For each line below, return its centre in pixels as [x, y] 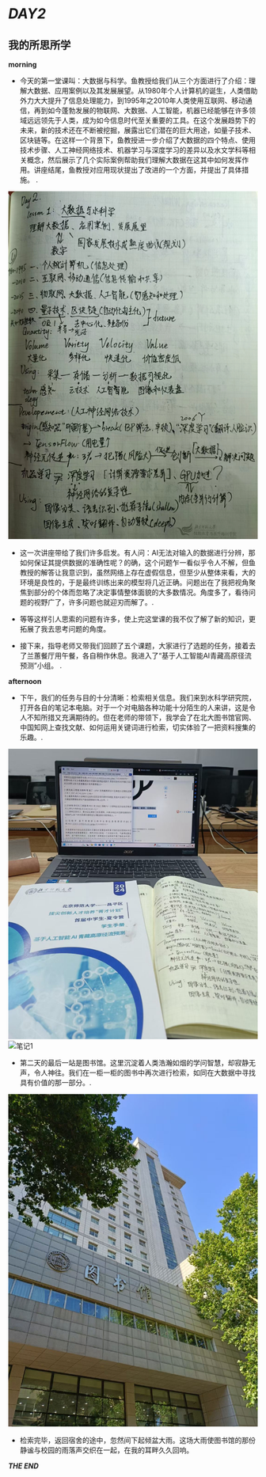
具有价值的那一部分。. [55, 1083]
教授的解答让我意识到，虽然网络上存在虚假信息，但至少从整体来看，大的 [137, 573]
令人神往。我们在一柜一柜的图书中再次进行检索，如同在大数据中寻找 [144, 1073]
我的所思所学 [40, 45]
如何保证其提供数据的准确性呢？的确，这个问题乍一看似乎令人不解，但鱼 [137, 563]
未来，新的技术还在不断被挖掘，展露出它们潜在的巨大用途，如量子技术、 [137, 130]
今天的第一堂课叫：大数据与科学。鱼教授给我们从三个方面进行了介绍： [134, 81]
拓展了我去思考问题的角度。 [65, 629]
